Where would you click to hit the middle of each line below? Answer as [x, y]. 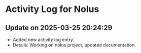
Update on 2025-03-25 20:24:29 [59, 28]
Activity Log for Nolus [52, 9]
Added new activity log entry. [43, 39]
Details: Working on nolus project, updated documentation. [74, 45]
